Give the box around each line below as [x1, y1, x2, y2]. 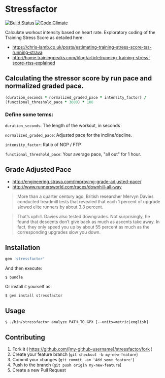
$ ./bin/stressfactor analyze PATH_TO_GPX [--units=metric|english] [5, 320, 149, 325]
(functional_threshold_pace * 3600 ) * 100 [5, 100, 94, 105]
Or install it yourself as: [5, 284, 52, 290]
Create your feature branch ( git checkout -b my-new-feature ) [12, 351, 138, 357]
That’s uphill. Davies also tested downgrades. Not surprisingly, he [17, 213, 150, 219]
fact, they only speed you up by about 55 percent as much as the [17, 224, 150, 230]
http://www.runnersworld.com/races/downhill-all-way [12, 184, 122, 189]
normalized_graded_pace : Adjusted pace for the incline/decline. [5, 132, 132, 138]
